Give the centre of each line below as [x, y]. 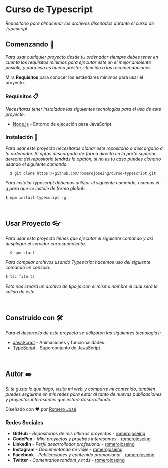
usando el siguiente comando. [37, 164]
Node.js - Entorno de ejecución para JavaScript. [62, 124]
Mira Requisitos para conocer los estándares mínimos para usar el [74, 77]
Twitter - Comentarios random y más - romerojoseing [68, 460]
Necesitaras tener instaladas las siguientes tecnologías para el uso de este [83, 109]
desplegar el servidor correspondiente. [46, 244]
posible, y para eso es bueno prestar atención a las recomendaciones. [79, 67]
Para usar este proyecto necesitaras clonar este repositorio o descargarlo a [84, 148]
